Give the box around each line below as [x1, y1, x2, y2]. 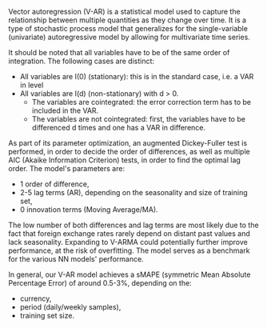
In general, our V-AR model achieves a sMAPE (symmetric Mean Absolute [8, 270, 251, 279]
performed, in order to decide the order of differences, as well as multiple [8, 147, 250, 156]
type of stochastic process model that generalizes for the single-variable [8, 24, 248, 33]
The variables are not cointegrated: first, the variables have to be [31, 114, 246, 123]
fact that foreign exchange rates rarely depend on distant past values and [8, 229, 250, 238]
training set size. [19, 311, 74, 320]
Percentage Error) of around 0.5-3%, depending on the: [8, 278, 192, 287]
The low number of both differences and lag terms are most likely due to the [8, 220, 259, 230]
